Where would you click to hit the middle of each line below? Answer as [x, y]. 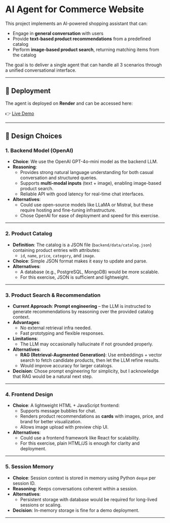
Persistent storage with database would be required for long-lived [89, 499]
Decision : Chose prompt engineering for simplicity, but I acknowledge [86, 371]
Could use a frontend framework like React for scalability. [80, 438]
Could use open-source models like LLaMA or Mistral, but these [87, 205]
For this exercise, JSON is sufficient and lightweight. [75, 277]
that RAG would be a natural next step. [53, 376]
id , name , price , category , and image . [58, 255]
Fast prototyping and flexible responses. [62, 333]
